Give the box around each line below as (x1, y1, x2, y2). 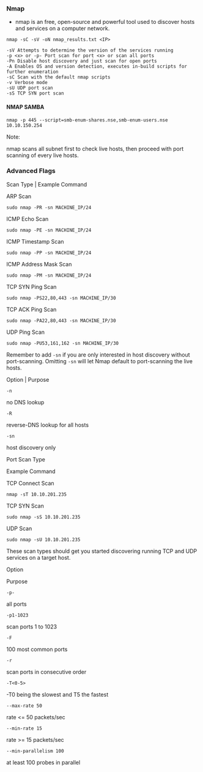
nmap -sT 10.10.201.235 (6, 491, 67, 498)
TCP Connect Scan (6, 479, 54, 487)
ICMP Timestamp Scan (6, 237, 64, 245)
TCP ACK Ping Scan (6, 306, 57, 313)
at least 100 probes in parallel (6, 758, 81, 766)
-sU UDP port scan (6, 85, 53, 91)
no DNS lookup (6, 398, 45, 406)
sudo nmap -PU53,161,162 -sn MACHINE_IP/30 (6, 340, 119, 346)
